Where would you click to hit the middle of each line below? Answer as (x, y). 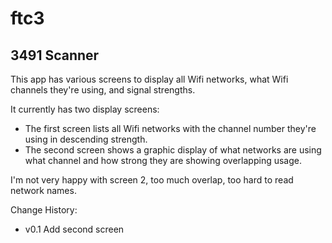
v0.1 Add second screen (74, 229)
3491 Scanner (55, 55)
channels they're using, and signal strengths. (103, 90)
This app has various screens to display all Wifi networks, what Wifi (149, 79)
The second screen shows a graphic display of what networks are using (173, 150)
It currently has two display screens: (85, 109)
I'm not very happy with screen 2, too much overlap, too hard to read (152, 180)
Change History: (44, 210)
